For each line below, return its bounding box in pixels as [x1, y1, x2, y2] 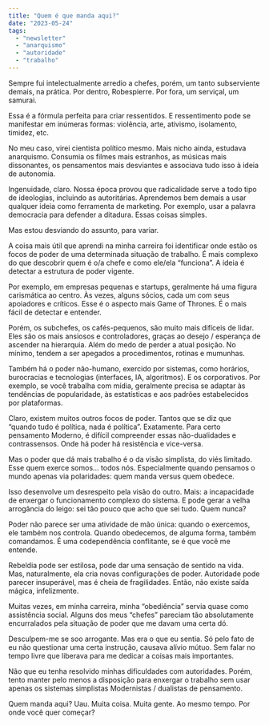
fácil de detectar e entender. [8, 307, 102, 317]
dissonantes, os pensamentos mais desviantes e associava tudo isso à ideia [8, 160, 259, 170]
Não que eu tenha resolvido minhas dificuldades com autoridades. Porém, [8, 666, 253, 676]
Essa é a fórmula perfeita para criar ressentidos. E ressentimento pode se [8, 110, 251, 120]
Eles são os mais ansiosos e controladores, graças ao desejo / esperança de [8, 331, 261, 341]
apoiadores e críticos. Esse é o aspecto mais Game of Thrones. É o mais [8, 298, 247, 308]
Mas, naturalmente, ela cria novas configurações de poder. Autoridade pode [8, 569, 260, 579]
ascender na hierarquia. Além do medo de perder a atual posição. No [8, 339, 236, 349]
